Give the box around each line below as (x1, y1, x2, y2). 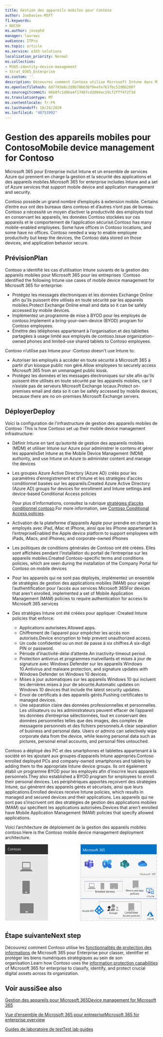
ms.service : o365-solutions (5, 49, 62, 53)
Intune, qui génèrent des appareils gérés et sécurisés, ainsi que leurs (5, 784, 143, 790)
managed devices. (19, 697, 57, 703)
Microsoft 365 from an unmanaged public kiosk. (12, 367, 108, 373)
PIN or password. (19, 645, 54, 651)
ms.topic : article (5, 44, 42, 49)
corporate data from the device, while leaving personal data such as (19, 733, 156, 739)
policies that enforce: (12, 615, 55, 621)
